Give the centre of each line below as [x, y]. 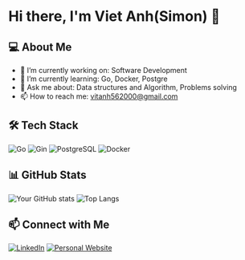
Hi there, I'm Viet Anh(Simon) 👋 [114, 16]
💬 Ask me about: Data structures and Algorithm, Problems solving [128, 87]
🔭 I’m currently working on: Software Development [103, 70]
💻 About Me [40, 47]
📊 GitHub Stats [47, 175]
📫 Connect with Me [59, 225]
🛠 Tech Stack [43, 126]
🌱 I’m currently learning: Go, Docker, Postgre [94, 79]
